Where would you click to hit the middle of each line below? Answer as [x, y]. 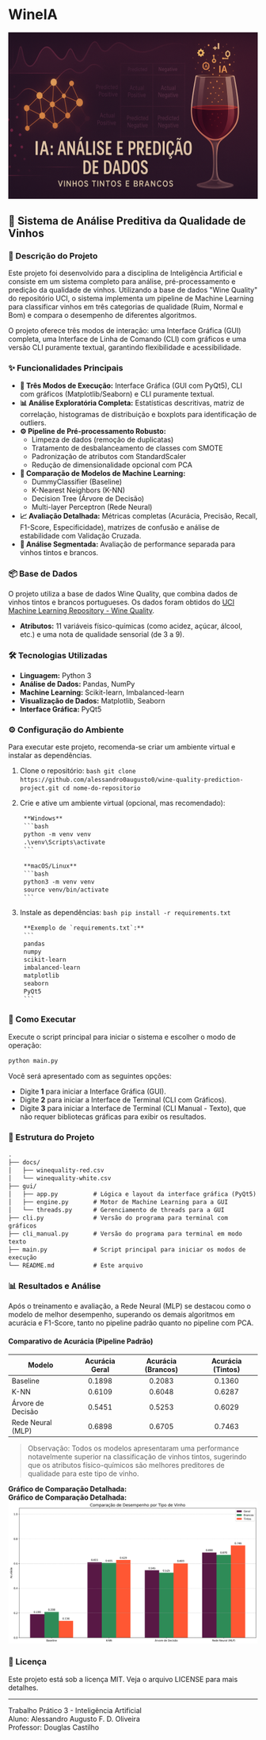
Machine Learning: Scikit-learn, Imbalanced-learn [102, 692]
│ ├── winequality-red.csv [56, 1170]
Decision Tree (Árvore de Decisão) [88, 498]
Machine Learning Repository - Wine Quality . [82, 610]
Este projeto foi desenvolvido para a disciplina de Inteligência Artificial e [125, 273]
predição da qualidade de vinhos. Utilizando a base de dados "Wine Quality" [133, 290]
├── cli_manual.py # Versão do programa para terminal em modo [125, 1234]
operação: [25, 1045]
